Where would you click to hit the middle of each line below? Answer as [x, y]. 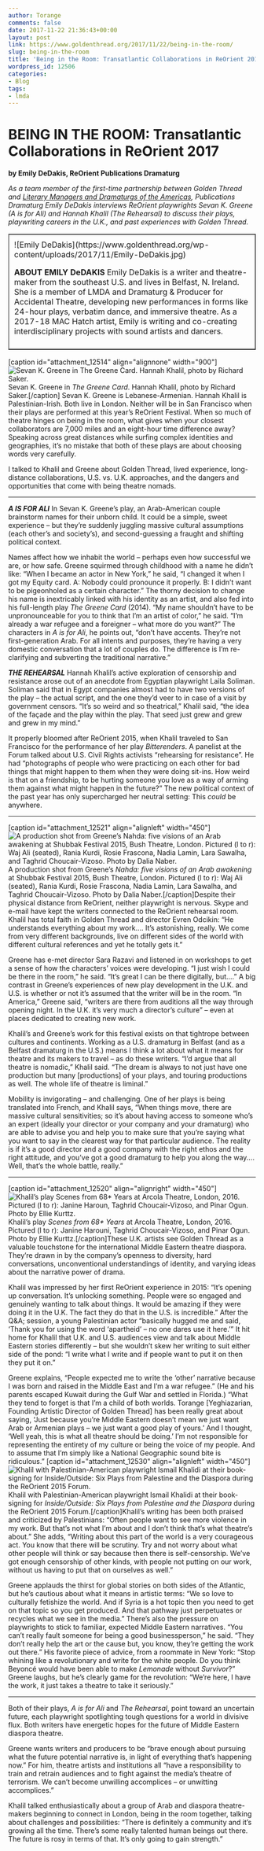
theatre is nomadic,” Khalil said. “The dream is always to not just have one [128, 1067]
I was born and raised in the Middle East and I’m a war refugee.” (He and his [131, 1386]
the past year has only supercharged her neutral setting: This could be [122, 797]
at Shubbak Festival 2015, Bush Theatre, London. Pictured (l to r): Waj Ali [126, 878]
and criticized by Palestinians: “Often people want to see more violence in [128, 1520]
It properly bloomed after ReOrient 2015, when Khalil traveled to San [118, 738]
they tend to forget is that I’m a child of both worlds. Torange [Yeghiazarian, [130, 1403]
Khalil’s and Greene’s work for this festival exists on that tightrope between [129, 1034]
